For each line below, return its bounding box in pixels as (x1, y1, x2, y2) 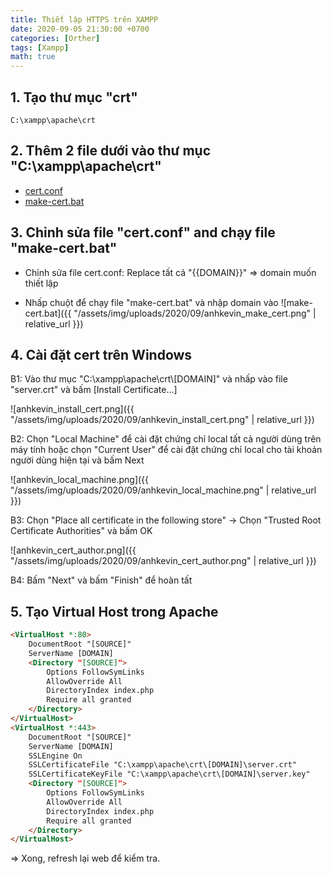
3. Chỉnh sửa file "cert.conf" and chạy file (10, 224, 276, 241)
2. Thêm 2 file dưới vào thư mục (10, 142, 212, 160)
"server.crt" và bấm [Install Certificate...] (10, 384, 178, 396)
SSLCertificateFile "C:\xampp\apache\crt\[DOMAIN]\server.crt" (28, 760, 298, 770)
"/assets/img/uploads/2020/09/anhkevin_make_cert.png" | (73, 307, 317, 319)
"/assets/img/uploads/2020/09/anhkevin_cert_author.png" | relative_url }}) (10, 555, 317, 567)
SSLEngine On (28, 751, 83, 761)
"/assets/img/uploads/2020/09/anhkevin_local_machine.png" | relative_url (10, 484, 317, 496)
